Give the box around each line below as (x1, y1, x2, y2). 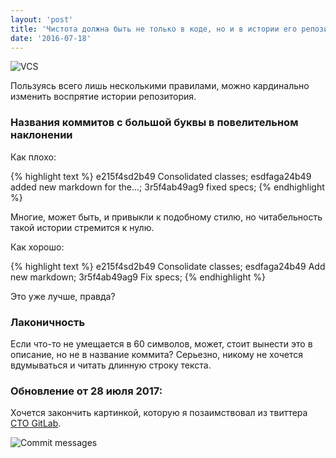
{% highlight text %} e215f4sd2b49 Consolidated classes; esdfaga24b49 (10, 170, 312, 182)
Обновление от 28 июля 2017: (10, 384, 163, 398)
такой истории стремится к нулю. (10, 221, 155, 233)
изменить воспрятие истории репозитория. (10, 91, 197, 103)
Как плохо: (10, 151, 57, 163)
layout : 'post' (10, 14, 74, 25)
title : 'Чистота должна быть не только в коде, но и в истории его (10, 24, 298, 34)
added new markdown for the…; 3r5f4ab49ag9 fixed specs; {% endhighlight (10, 181, 325, 193)
